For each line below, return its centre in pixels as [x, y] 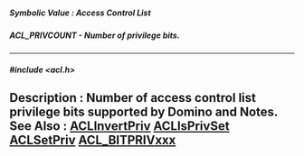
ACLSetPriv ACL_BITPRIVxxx [93, 140]
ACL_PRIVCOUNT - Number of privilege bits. [95, 35]
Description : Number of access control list [133, 98]
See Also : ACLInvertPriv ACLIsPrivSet [119, 126]
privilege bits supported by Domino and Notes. [144, 112]
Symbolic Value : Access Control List [80, 13]
